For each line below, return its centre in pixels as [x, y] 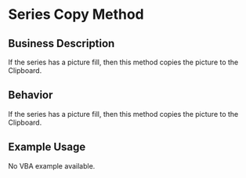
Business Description [62, 44]
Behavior [31, 95]
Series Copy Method [76, 15]
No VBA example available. [52, 165]
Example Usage [47, 147]
